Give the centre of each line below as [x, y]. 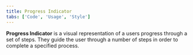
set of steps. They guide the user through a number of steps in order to [92, 39]
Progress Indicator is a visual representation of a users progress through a [97, 33]
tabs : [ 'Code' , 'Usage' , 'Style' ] [48, 17]
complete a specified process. [43, 45]
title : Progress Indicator [39, 11]
